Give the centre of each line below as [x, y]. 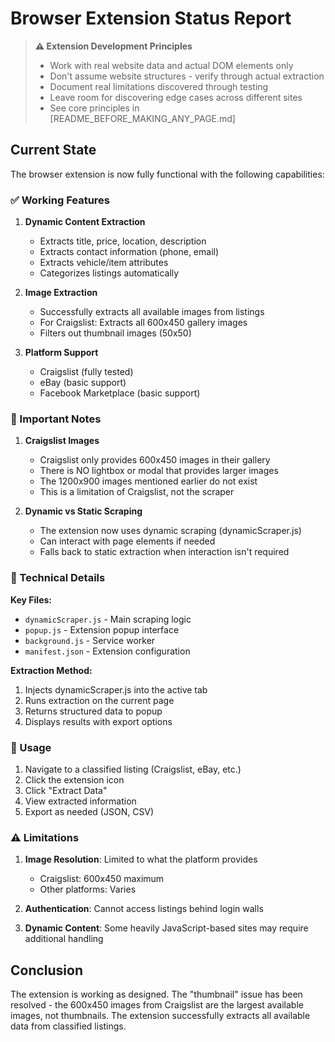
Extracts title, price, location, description [123, 241]
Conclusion [47, 970]
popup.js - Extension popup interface [102, 629]
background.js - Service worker [90, 640]
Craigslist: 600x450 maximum [102, 879]
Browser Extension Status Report [151, 18]
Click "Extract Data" [66, 790]
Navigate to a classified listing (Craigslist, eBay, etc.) [133, 769]
